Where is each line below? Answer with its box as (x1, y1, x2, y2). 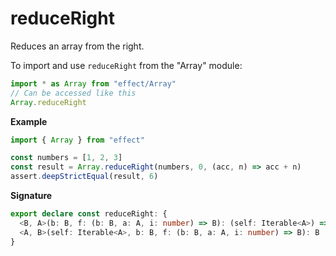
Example (10, 115, 48, 127)
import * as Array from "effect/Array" (10, 78, 177, 89)
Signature (10, 190, 53, 202)
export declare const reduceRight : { (10, 209, 168, 219)
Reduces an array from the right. (10, 40, 145, 52)
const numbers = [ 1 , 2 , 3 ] (10, 153, 123, 163)
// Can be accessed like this (10, 88, 137, 98)
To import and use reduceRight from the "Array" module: (10, 59, 243, 71)
